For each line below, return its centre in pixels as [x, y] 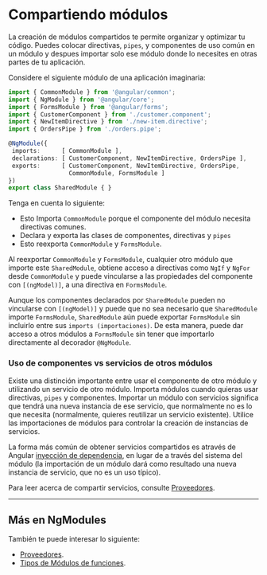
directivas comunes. [53, 227]
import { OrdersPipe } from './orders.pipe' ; [85, 129]
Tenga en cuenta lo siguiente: [57, 203]
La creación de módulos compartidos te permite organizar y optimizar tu [127, 37]
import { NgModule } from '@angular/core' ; [81, 100]
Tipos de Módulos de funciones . [73, 563]
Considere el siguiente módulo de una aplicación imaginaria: [107, 77]
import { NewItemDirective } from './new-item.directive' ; [108, 122]
